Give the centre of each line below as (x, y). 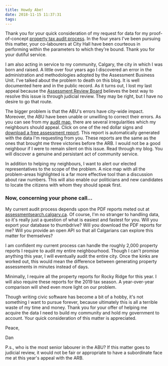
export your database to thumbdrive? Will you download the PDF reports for (83, 225)
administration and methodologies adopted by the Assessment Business (80, 75)
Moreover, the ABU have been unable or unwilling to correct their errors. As (83, 117)
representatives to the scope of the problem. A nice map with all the (75, 169)
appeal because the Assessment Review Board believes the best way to (79, 91)
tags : (11, 19)
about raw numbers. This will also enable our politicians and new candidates (84, 180)
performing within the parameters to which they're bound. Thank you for (80, 49)
